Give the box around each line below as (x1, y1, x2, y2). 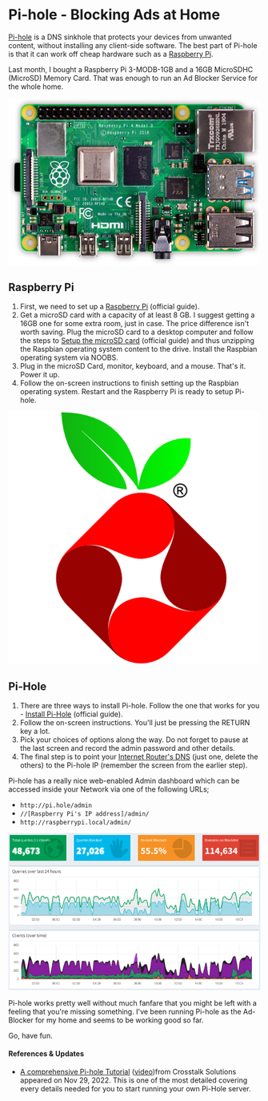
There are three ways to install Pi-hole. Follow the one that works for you (19, 701, 260, 711)
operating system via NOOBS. (19, 353, 118, 362)
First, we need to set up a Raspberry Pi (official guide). (19, 302, 200, 312)
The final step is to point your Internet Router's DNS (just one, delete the (19, 752, 258, 762)
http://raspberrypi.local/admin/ (19, 819, 132, 827)
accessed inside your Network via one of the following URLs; (8, 784, 210, 794)
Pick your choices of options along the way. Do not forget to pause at (19, 735, 249, 744)
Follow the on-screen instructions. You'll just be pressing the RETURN (19, 718, 250, 728)
